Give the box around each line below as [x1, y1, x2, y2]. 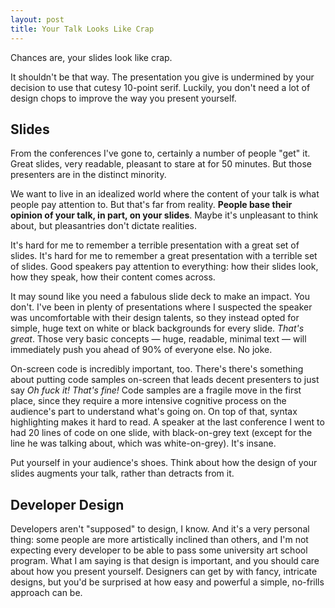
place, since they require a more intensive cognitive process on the [10, 395, 287, 407]
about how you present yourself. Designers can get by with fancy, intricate [10, 566, 318, 578]
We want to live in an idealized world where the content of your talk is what [10, 188, 320, 200]
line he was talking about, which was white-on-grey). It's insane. [10, 437, 277, 450]
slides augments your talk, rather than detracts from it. [10, 467, 235, 480]
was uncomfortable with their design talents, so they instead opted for [10, 312, 300, 324]
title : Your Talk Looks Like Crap [10, 24, 155, 34]
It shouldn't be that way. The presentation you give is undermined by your [10, 71, 315, 83]
